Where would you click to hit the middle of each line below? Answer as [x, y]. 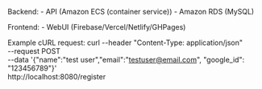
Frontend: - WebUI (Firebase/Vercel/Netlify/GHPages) [97, 27]
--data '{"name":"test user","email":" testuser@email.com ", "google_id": [126, 60]
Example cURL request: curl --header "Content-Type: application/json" [125, 42]
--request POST [34, 51]
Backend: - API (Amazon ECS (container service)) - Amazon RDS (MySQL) [131, 12]
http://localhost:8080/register [57, 77]
